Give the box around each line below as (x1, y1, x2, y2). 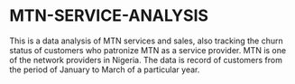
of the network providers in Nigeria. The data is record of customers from (9, 54, 282, 65)
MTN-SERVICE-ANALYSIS (9, 5, 209, 26)
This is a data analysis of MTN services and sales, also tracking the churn (9, 35, 283, 46)
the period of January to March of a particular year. (9, 64, 200, 75)
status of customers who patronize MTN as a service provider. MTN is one (9, 44, 287, 55)
